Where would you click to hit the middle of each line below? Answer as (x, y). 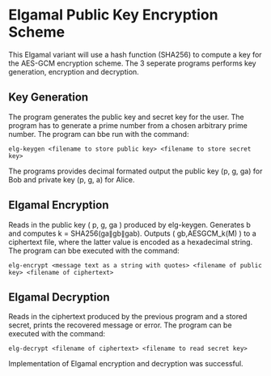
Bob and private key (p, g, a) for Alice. (72, 179)
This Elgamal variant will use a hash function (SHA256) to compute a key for (135, 54)
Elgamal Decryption (59, 297)
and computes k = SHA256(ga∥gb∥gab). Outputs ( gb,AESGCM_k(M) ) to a (132, 233)
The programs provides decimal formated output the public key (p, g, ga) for (135, 171)
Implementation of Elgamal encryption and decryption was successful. (126, 364)
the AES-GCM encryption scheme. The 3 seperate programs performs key (132, 63)
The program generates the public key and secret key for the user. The (126, 117)
